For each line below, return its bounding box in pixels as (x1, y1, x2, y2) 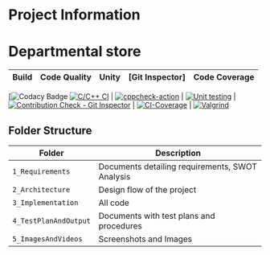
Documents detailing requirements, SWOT (98, 161, 257, 172)
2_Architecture (12, 185, 71, 194)
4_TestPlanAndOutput (12, 216, 91, 225)
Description (155, 147, 201, 158)
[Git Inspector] (128, 72, 186, 83)
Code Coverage (193, 72, 255, 83)
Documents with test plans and (98, 210, 215, 221)
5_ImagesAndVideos (12, 234, 83, 243)
